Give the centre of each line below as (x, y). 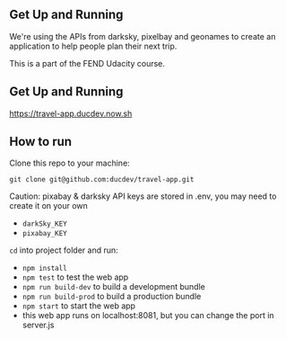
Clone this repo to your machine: (69, 163)
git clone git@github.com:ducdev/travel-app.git (102, 180)
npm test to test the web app (75, 277)
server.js (38, 325)
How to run (41, 142)
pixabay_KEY (44, 234)
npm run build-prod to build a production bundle (112, 297)
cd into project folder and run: (64, 250)
